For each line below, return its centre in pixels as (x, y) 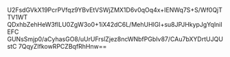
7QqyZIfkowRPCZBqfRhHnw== (62, 46)
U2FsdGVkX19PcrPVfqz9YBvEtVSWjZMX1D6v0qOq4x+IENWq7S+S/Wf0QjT (115, 10)
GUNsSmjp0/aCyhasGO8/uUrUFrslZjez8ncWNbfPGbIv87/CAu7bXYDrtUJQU (115, 39)
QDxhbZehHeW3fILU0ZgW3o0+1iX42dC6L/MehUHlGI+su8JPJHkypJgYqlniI (115, 24)
